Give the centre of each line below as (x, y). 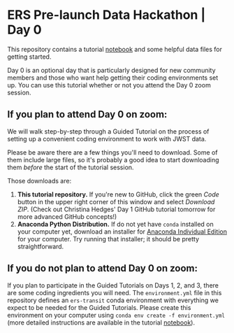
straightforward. (41, 246)
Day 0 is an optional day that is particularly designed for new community (111, 70)
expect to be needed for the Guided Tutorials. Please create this (99, 307)
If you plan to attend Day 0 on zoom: (87, 114)
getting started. (29, 57)
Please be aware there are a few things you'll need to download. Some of (112, 152)
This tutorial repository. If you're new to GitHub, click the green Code (118, 194)
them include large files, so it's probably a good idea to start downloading (113, 160)
